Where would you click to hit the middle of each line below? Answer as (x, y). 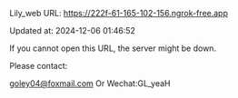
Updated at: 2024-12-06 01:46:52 (73, 30)
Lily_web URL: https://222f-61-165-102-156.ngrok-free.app (119, 13)
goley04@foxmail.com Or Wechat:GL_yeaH (90, 83)
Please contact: (39, 66)
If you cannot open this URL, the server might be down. (113, 48)
